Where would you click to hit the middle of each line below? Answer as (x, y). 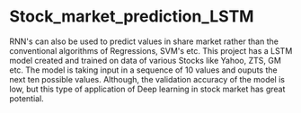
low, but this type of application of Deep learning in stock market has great (147, 89)
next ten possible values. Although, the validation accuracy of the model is (147, 79)
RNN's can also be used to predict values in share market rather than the (144, 41)
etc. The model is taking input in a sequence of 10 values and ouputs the (143, 70)
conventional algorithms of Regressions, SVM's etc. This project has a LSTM (151, 50)
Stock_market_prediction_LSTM (132, 17)
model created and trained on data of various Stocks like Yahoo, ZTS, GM (145, 60)
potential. (27, 98)
